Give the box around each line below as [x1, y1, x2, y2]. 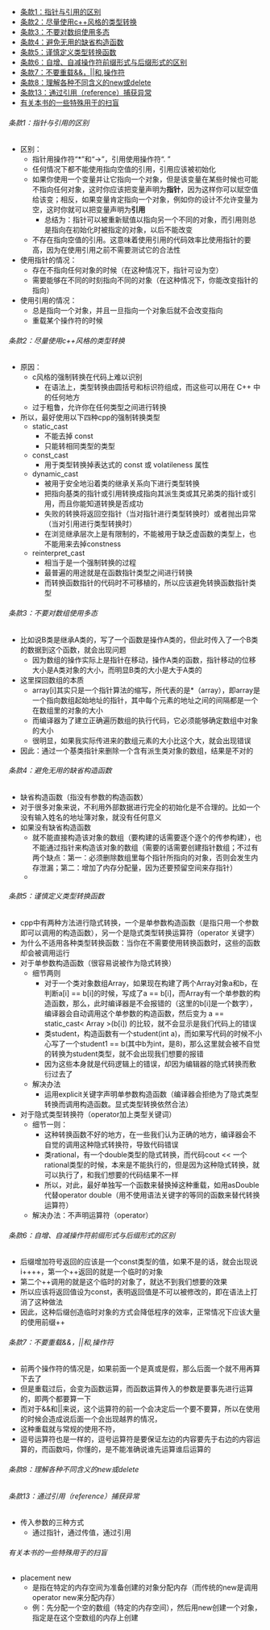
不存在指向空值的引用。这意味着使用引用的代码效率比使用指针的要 [31, 235, 251, 245]
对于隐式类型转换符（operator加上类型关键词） [19, 1110, 177, 1119]
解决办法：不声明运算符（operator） [31, 1210, 153, 1220]
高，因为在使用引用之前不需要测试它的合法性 [31, 245, 181, 255]
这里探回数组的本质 [19, 675, 85, 684]
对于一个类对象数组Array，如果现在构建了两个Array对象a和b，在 [44, 979, 259, 988]
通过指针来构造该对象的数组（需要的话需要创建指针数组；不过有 [46, 842, 259, 852]
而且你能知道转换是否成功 [58, 499, 143, 508]
